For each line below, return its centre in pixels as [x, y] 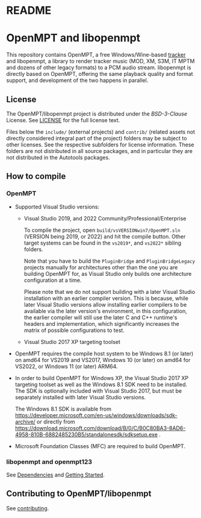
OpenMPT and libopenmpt [73, 38]
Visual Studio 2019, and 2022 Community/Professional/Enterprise [105, 218]
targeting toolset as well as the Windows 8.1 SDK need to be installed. [101, 384]
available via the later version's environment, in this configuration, [106, 311]
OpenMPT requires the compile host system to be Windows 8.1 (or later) [104, 354]
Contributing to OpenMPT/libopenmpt [79, 494]
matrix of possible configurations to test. [74, 330]
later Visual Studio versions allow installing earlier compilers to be [105, 304]
